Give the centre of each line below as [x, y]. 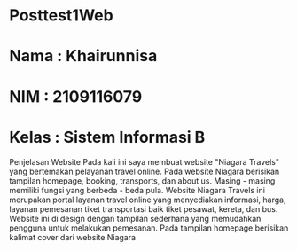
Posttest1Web [61, 16]
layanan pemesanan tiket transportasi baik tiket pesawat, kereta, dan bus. [144, 208]
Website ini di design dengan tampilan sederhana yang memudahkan [135, 218]
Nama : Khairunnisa [83, 56]
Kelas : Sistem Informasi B [107, 137]
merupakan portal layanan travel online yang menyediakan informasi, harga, [148, 200]
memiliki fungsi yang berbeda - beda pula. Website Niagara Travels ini [137, 190]
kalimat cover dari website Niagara [72, 237]
